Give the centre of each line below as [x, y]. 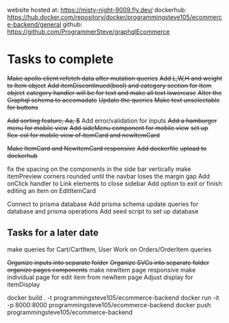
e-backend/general [34, 24]
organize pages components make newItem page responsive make [102, 270]
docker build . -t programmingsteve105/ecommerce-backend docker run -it [113, 298]
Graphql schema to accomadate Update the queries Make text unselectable [113, 100]
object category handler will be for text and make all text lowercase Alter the [114, 92]
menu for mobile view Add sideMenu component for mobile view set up [108, 128]
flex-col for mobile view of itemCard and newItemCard [84, 135]
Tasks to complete [60, 59]
